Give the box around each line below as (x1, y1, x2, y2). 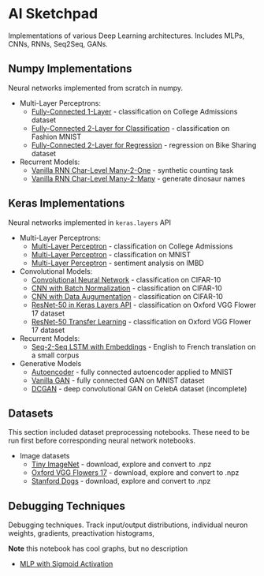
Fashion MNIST (31, 132, 81, 141)
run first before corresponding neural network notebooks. (8, 436, 195, 446)
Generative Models (19, 358, 82, 368)
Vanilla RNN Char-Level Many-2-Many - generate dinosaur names (31, 174, 246, 183)
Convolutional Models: (19, 266, 93, 276)
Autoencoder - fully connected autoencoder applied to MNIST (31, 367, 233, 376)
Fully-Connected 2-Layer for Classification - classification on (31, 123, 230, 133)
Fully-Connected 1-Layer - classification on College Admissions (31, 107, 238, 116)
